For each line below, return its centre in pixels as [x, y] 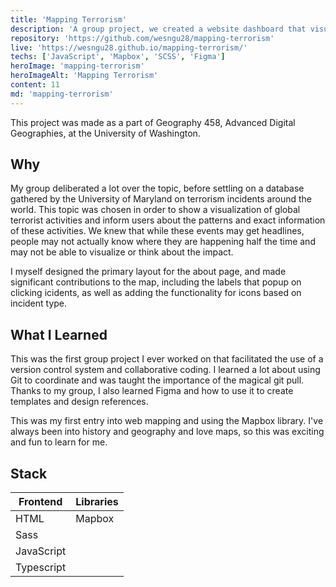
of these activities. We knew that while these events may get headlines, [157, 231]
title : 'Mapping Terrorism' [69, 19]
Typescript [41, 568]
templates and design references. [79, 402]
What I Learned [59, 334]
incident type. [39, 303]
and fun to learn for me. [59, 442]
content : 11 [35, 85]
